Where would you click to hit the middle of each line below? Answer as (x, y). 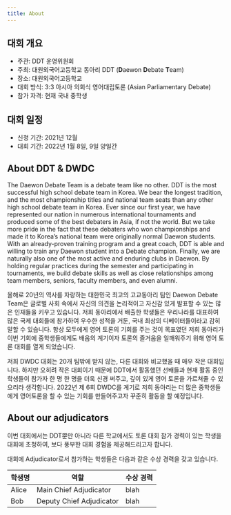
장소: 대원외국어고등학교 (50, 78)
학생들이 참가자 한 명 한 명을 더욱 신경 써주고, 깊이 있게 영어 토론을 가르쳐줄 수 (112, 379)
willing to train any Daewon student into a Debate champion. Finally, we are (114, 251)
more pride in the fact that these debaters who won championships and (109, 230)
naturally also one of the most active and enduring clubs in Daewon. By (108, 259)
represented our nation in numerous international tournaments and (102, 214)
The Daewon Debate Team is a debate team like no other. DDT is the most (112, 185)
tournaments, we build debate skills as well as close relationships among (110, 273)
